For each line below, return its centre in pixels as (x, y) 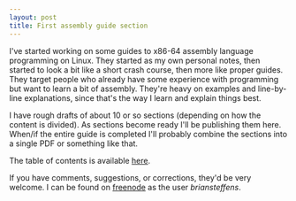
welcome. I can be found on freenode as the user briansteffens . (125, 187)
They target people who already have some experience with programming (144, 79)
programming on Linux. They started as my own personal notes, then (135, 60)
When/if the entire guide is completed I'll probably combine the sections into (148, 134)
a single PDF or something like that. (74, 143)
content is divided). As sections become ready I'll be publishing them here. (145, 124)
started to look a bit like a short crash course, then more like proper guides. (146, 70)
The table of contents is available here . (80, 160)
